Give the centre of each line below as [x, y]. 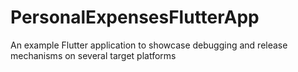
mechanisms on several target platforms [93, 55]
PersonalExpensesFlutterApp [135, 17]
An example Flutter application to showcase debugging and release [149, 45]
